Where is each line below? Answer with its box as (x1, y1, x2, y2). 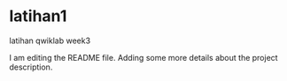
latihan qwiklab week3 (9, 35, 91, 46)
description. (9, 62, 53, 72)
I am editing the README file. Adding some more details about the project (9, 52, 278, 63)
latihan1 (9, 6, 67, 26)
